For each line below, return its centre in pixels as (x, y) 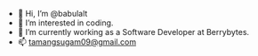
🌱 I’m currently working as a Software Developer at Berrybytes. (133, 32)
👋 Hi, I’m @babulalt (52, 14)
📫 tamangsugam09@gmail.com (77, 42)
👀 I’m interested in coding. (65, 23)
